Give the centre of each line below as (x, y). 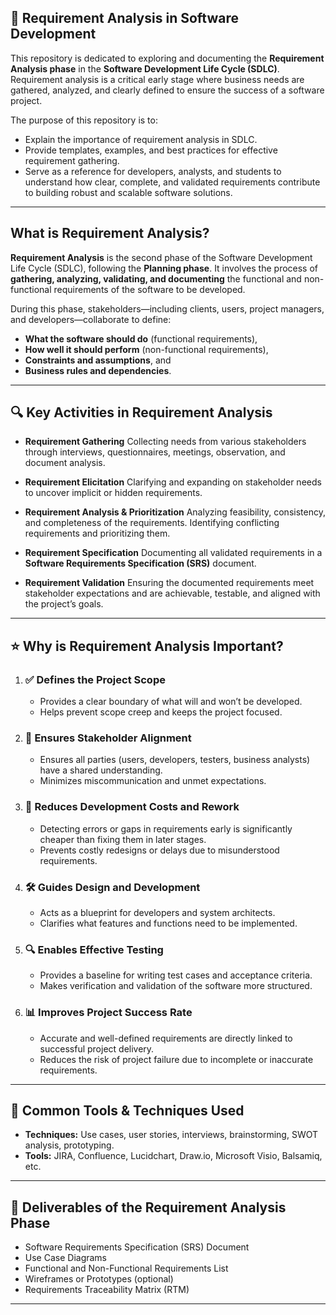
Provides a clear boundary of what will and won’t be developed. (171, 702)
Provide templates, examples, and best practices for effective (151, 150)
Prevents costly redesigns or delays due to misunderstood (159, 850)
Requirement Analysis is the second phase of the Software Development (161, 257)
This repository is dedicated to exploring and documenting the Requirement (167, 58)
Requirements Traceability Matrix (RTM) (107, 1290)
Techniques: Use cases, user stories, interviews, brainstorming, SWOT (171, 1135)
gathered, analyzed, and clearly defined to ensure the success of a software (167, 90)
